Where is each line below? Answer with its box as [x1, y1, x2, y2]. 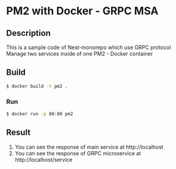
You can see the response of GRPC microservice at [14, 149, 141, 156]
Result [6, 127, 31, 138]
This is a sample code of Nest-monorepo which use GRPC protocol [6, 44, 171, 51]
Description [6, 28, 51, 38]
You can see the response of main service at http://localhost [14, 143, 163, 150]
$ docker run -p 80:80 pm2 [6, 110, 73, 117]
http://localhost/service [14, 156, 73, 163]
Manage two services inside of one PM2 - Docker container [6, 50, 153, 57]
